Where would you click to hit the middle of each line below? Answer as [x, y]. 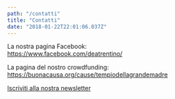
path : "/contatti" [34, 14]
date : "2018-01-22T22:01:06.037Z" [57, 26]
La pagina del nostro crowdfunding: [58, 68]
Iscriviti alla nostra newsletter [49, 89]
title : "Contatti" [34, 20]
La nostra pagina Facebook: [47, 47]
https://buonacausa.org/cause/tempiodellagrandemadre [87, 75]
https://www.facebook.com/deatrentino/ [65, 54]
